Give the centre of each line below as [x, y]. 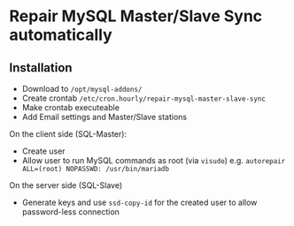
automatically [61, 35]
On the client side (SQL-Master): [68, 134]
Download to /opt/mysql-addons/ [82, 89]
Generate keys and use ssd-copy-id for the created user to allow [139, 202]
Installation [41, 68]
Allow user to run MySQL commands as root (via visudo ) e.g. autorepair [154, 160]
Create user [43, 151]
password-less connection [70, 212]
